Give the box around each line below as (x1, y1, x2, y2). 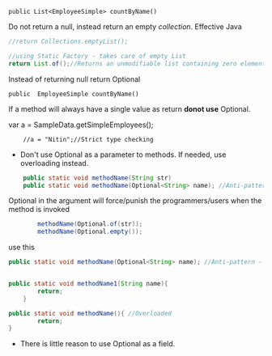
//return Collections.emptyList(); (8, 37, 129, 45)
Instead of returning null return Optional (8, 74, 141, 84)
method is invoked (8, 205, 70, 214)
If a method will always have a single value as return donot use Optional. (8, 104, 251, 113)
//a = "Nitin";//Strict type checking (23, 135, 154, 143)
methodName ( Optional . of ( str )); (37, 220, 143, 228)
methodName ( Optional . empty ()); (37, 227, 143, 236)
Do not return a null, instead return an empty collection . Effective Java (8, 22, 243, 32)
